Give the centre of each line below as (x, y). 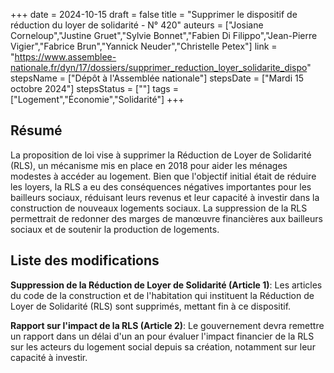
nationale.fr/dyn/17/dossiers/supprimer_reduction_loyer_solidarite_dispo (159, 67)
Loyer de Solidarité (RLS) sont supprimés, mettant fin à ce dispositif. (151, 306)
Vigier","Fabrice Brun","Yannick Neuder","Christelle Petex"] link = (144, 46)
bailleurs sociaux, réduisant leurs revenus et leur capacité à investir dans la (165, 197)
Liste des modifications (85, 260)
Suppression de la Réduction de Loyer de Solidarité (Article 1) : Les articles (166, 285)
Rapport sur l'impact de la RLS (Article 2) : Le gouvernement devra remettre (167, 325)
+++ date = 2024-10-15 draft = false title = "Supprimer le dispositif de (154, 14)
